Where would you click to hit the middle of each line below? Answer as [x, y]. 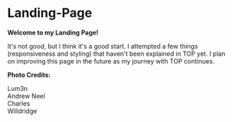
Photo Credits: [29, 75]
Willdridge [22, 111]
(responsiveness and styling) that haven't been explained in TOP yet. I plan [116, 54]
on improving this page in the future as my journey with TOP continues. [111, 61]
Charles [19, 103]
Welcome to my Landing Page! [53, 32]
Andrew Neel [27, 96]
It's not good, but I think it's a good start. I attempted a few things [103, 46]
